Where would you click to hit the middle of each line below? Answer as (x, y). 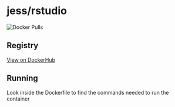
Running (23, 78)
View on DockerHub (31, 59)
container (18, 99)
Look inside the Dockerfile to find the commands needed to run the (88, 92)
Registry (23, 46)
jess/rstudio (37, 11)
